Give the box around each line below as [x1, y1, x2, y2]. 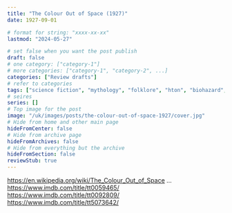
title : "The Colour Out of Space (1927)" [7, 10, 128, 17]
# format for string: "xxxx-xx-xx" [7, 29, 110, 36]
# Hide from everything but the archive [7, 145, 126, 151]
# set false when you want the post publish [7, 48, 137, 55]
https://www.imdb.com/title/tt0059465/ [7, 184, 119, 192]
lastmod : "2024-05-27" [7, 35, 72, 42]
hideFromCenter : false [7, 125, 72, 132]
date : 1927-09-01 [7, 17, 57, 24]
